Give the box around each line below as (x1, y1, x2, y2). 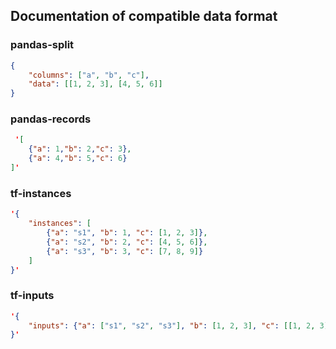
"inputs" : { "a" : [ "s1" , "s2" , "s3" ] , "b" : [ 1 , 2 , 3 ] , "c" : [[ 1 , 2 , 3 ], (28, 320, 333, 331)
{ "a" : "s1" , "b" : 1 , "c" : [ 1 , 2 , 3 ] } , (46, 228, 208, 238)
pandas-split (10, 38, 75, 52)
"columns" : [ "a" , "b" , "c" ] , (28, 70, 150, 80)
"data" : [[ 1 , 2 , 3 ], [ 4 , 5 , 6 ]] (28, 79, 163, 89)
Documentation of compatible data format (10, 8, 278, 25)
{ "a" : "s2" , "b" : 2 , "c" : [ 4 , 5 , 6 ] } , (46, 237, 208, 247)
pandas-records (10, 112, 92, 126)
